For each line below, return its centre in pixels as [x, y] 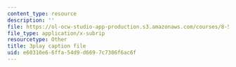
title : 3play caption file [47, 46]
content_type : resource [42, 14]
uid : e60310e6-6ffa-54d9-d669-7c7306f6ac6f [72, 53]
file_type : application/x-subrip [56, 33]
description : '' [31, 20]
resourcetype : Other [38, 40]
